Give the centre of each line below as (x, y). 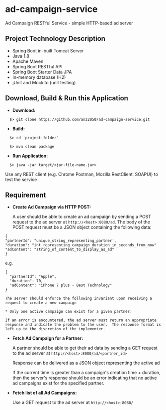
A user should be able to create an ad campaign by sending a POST (82, 217)
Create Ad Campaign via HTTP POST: (51, 207)
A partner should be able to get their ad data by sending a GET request (85, 348)
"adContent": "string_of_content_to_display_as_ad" (60, 250)
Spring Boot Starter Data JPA (42, 72)
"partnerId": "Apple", (33, 277)
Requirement (26, 195)
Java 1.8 (21, 56)
